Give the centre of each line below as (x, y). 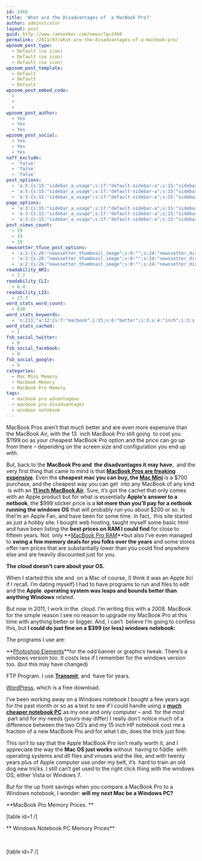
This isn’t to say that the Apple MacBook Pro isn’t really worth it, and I (92, 743)
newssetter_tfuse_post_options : (47, 247)
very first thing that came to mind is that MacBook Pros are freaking (91, 471)
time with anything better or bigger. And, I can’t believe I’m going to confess (101, 621)
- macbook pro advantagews (45, 399)
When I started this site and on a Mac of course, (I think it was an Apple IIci (100, 577)
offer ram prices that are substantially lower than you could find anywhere (98, 548)
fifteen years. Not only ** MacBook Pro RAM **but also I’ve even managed (99, 535)
